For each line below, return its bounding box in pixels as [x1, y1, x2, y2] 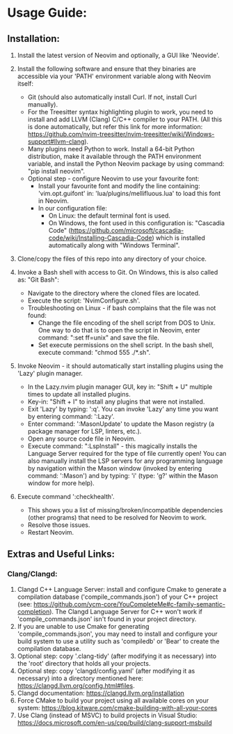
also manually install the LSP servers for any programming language [27, 457, 223, 465]
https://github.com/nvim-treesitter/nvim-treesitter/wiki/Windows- [27, 130, 215, 138]
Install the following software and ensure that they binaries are [17, 65, 196, 72]
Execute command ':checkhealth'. [17, 493, 115, 500]
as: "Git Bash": [17, 275, 60, 284]
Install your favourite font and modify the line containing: [38, 182, 200, 190]
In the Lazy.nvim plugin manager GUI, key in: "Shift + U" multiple [27, 383, 213, 391]
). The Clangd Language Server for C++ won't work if [49, 607, 203, 616]
